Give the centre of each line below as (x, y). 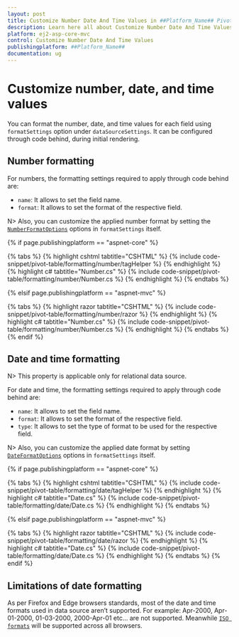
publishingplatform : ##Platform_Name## (66, 47)
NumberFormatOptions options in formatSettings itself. (84, 228)
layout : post (27, 14)
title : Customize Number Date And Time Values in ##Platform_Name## (111, 21)
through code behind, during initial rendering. (74, 139)
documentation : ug (34, 54)
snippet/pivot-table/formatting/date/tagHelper (74, 490)
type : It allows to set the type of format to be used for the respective (117, 426)
